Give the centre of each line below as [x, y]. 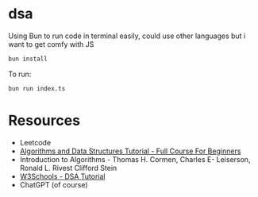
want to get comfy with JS [51, 44]
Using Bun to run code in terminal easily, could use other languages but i [127, 36]
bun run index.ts [37, 88]
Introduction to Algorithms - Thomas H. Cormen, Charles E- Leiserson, [135, 159]
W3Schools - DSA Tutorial [62, 176]
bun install [28, 59]
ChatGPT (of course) [54, 184]
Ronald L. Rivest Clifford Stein [68, 168]
